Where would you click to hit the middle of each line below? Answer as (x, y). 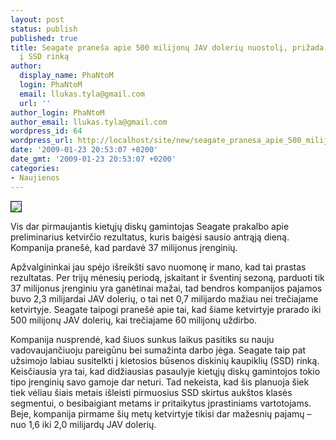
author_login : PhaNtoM (57, 112)
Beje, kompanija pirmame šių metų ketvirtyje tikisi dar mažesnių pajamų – (161, 413)
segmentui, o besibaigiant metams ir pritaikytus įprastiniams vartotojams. (161, 403)
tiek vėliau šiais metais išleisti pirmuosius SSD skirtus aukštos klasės (151, 392)
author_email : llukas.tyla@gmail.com (89, 122)
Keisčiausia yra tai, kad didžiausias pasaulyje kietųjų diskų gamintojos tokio (165, 371)
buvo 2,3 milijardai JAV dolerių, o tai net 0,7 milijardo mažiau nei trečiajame (164, 298)
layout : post (37, 19)
